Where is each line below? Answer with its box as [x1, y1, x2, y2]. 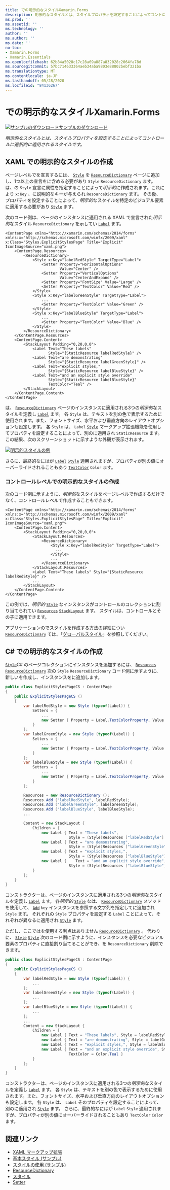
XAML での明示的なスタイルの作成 [5, 157, 113, 166]
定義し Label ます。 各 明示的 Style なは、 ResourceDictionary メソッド [14, 898, 161, 904]
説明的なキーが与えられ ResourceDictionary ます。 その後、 [36, 191, 161, 197]
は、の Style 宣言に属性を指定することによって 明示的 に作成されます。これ [5, 185, 160, 191]
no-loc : [5, 45, 22, 50]
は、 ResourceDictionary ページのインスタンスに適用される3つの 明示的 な [5, 404, 158, 411]
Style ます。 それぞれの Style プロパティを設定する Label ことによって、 [5, 911, 156, 917]
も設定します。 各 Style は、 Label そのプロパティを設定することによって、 [5, 1099, 162, 1105]
